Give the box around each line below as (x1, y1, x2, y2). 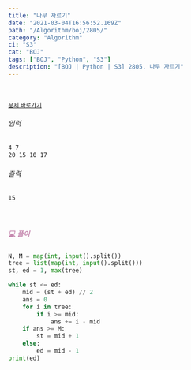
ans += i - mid (50, 317, 101, 326)
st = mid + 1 (36, 332, 80, 340)
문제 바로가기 (8, 101, 42, 109)
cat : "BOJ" (8, 48, 44, 56)
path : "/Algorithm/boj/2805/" (8, 26, 108, 34)
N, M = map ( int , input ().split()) (8, 252, 122, 260)
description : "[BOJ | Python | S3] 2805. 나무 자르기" (8, 63, 184, 71)
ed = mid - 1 (36, 347, 80, 355)
